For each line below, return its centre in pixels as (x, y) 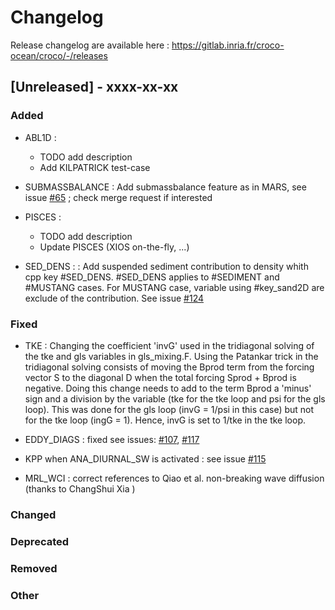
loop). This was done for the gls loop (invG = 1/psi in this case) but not (169, 409)
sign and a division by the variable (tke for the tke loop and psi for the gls (175, 398)
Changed (33, 514)
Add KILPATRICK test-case (95, 167)
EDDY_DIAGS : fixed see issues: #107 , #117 (112, 439)
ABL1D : (40, 137)
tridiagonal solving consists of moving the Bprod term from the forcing (169, 367)
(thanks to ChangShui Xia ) (80, 488)
